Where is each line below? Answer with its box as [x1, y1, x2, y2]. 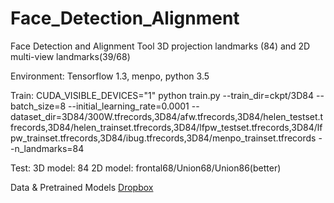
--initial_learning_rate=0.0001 [68, 100, 190, 112]
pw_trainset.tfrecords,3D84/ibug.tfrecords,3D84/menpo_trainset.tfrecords [10, 132, 317, 144]
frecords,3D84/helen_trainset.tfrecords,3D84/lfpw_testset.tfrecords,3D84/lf [10, 121, 323, 133]
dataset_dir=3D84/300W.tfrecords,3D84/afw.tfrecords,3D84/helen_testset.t [10, 110, 324, 122]
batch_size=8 [10, 100, 67, 112]
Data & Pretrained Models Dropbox [10, 181, 154, 193]
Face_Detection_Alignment [10, 7, 240, 30]
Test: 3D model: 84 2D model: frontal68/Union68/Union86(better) [10, 162, 282, 174]
